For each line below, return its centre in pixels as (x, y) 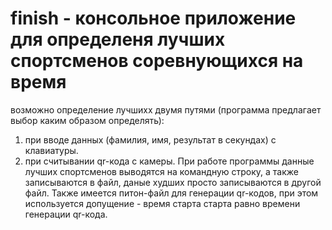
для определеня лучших (118, 39)
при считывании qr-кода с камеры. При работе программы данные (169, 161)
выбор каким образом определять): (87, 120)
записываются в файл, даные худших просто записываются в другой (173, 182)
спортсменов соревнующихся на (157, 61)
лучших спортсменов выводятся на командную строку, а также (162, 171)
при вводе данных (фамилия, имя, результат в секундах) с (150, 139)
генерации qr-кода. (66, 214)
